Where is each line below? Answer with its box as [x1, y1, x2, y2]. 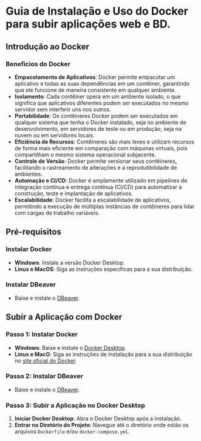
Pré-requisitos [5, 227, 62, 237]
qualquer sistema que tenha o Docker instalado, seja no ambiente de [14, 119, 186, 126]
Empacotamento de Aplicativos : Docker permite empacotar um [14, 73, 175, 80]
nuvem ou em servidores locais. [14, 131, 95, 139]
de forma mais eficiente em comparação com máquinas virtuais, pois [14, 144, 188, 151]
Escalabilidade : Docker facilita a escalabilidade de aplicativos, [14, 196, 171, 203]
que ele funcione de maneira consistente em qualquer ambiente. [14, 86, 177, 94]
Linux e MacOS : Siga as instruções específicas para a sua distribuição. [14, 265, 193, 273]
